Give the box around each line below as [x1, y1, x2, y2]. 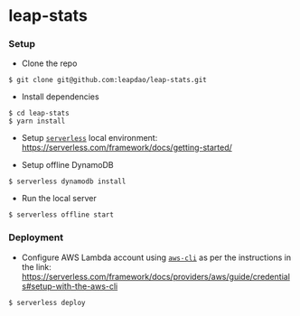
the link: [21, 261, 52, 272]
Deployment [8, 231, 64, 244]
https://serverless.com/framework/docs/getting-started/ [21, 142, 232, 153]
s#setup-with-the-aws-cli [21, 281, 118, 292]
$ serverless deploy [8, 298, 87, 307]
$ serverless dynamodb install [8, 177, 127, 186]
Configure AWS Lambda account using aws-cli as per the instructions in [21, 252, 291, 263]
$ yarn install [8, 116, 66, 126]
